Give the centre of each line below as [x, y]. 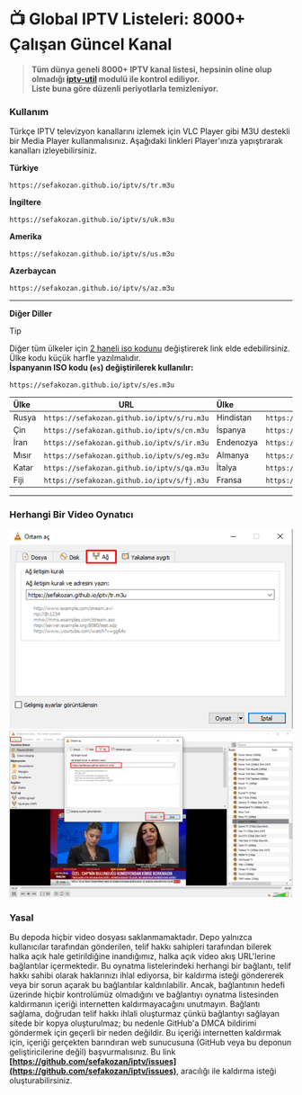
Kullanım [29, 112]
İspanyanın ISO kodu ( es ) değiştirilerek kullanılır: [102, 368]
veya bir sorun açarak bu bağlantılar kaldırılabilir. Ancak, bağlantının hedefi [147, 984]
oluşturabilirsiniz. [41, 1080]
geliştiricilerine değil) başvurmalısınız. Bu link [93, 1052]
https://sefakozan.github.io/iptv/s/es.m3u [92, 385]
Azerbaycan [33, 271]
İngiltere [26, 202]
